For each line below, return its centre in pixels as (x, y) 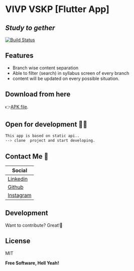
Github (16, 187)
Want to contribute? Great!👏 (34, 225)
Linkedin (18, 179)
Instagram (20, 195)
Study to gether (30, 28)
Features (19, 56)
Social (20, 170)
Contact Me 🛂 (27, 156)
